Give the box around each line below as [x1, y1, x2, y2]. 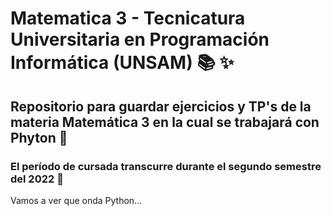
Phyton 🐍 [10, 129, 68, 146]
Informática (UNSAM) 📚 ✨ [10, 52, 235, 74]
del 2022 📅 [10, 172, 64, 186]
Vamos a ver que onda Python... [10, 194, 143, 206]
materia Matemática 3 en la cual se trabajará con [10, 113, 320, 131]
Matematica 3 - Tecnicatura [10, 7, 246, 30]
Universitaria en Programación [10, 28, 270, 51]
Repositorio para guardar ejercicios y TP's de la [10, 98, 312, 115]
